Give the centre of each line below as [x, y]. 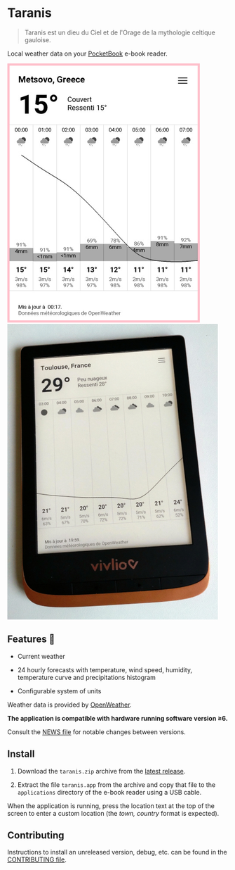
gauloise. [38, 39]
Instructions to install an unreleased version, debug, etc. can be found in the [117, 852]
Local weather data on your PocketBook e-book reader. [88, 53]
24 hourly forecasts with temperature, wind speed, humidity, [105, 669]
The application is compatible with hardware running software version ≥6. [117, 718]
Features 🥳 [31, 639]
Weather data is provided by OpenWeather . [69, 705]
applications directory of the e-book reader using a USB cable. [109, 792]
